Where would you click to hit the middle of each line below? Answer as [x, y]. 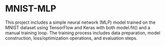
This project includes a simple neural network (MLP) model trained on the [80, 22]
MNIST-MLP [31, 9]
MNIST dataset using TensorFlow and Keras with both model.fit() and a [78, 27]
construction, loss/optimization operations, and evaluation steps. [71, 38]
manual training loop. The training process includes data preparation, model [83, 33]
